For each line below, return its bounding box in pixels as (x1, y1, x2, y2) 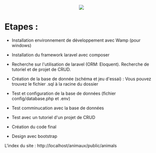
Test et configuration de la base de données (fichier (11, 90, 116, 96)
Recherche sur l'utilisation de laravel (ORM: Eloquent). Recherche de (11, 61, 150, 67)
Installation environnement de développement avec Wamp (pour (11, 37, 141, 43)
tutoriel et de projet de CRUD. (11, 66, 71, 72)
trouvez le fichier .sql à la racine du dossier (11, 81, 98, 87)
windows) (11, 42, 32, 48)
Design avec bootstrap (11, 133, 58, 139)
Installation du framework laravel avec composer (11, 51, 110, 58)
